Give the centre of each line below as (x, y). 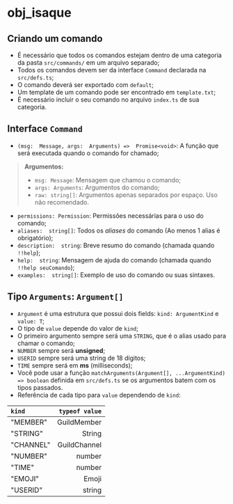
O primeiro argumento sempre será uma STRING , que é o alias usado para (122, 336)
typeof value (80, 411)
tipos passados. (40, 387)
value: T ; (31, 321)
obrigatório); (35, 237)
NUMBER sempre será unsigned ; (61, 350)
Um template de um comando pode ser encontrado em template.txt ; (116, 92)
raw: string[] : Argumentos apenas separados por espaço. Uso (126, 195)
